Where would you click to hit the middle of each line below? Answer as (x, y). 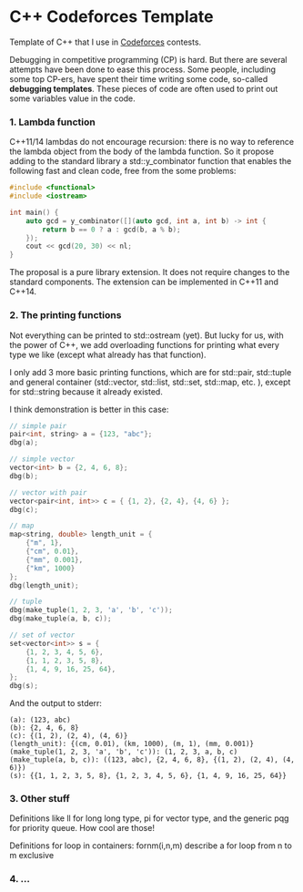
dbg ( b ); (24, 476)
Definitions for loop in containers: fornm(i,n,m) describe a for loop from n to (151, 846)
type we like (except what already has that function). (108, 354)
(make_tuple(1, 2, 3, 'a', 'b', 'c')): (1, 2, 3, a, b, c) (124, 752)
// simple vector (42, 459)
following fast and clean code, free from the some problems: (123, 171)
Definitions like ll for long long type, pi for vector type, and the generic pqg (149, 818)
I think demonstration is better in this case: (89, 409)
